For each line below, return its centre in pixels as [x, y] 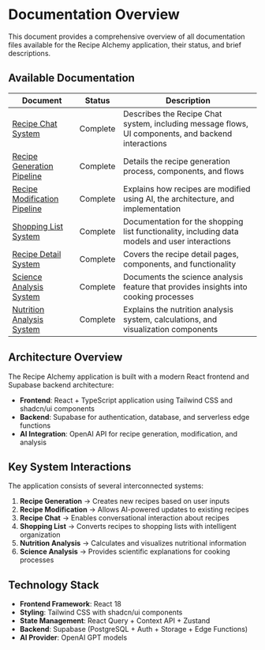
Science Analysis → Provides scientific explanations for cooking [125, 552]
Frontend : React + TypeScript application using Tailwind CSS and [126, 400]
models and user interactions [177, 241]
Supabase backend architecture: [61, 384]
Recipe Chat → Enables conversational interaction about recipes [125, 518]
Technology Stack [54, 585]
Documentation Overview [94, 15]
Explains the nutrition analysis [179, 309]
